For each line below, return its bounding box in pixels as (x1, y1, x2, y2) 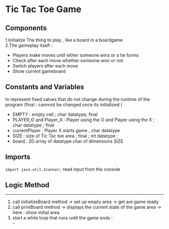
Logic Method (5, 181, 50, 190)
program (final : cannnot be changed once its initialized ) (5, 101, 122, 107)
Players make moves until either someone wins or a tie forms (12, 52, 139, 58)
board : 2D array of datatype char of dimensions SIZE (12, 138, 124, 144)
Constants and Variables (5, 83, 84, 91)
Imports (5, 153, 31, 161)
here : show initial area (12, 209, 59, 215)
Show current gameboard (12, 68, 66, 74)
